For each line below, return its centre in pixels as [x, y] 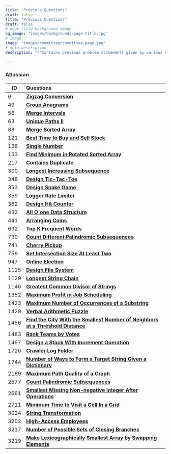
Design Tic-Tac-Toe [52, 179]
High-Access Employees [57, 421]
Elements [38, 444]
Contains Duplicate [50, 162]
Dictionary [39, 365]
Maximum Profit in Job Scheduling [69, 294]
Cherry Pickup [44, 245]
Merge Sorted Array [51, 129]
